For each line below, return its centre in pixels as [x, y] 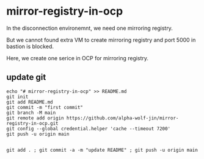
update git [26, 77]
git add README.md [30, 102]
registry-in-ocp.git [33, 123]
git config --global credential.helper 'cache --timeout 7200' [89, 129]
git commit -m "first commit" [45, 107]
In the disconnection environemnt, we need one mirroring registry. [89, 28]
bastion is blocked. [30, 46]
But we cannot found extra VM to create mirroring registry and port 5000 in [101, 40]
